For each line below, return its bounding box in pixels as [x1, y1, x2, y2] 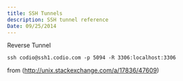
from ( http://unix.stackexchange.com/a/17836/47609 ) [7, 66, 160, 75]
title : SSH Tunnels [7, 10, 63, 17]
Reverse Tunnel [7, 42, 51, 50]
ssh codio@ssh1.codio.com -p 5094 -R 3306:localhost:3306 [7, 54, 176, 61]
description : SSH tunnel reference [7, 16, 109, 23]
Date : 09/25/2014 [7, 22, 57, 29]
